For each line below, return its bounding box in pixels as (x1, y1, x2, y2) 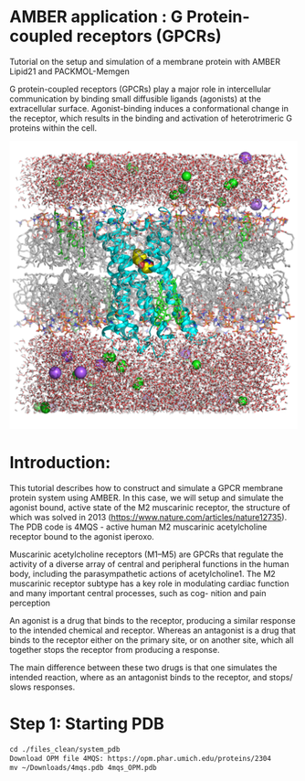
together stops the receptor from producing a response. (9, 644, 220, 655)
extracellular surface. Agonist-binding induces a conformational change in (9, 102, 289, 113)
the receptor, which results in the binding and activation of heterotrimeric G (9, 112, 292, 123)
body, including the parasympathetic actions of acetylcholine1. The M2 (9, 568, 276, 579)
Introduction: (9, 453, 111, 473)
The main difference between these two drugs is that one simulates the (9, 661, 278, 673)
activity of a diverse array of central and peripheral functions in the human (9, 558, 289, 569)
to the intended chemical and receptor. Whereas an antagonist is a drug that (9, 625, 297, 636)
